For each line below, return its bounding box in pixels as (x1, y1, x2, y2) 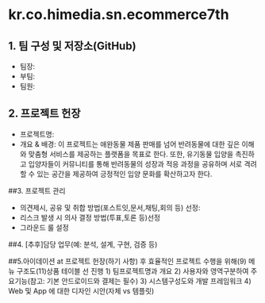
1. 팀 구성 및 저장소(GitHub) (8, 39, 136, 52)
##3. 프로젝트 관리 (8, 186, 66, 195)
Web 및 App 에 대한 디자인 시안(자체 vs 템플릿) (8, 286, 155, 295)
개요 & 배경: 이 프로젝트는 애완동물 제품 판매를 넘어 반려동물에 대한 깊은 (19, 139, 240, 148)
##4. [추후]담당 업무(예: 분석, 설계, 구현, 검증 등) (8, 240, 158, 249)
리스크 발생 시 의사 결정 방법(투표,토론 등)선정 (19, 213, 161, 222)
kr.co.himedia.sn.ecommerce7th (8, 6, 229, 24)
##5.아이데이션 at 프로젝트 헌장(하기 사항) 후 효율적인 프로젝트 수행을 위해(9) (8, 256, 248, 266)
